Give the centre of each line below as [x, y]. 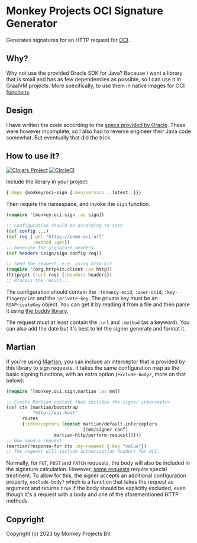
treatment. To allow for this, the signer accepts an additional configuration [96, 475]
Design [20, 111]
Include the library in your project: [47, 182]
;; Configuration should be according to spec [64, 226]
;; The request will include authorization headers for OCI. [83, 452]
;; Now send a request [34, 440]
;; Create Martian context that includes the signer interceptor [88, 402]
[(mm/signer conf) [105, 429]
